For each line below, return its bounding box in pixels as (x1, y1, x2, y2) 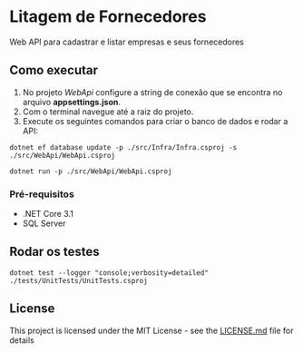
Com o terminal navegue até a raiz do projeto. (22, 106, 194, 117)
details (9, 334, 34, 346)
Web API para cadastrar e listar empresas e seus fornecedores (9, 36, 245, 47)
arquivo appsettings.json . (22, 96, 121, 107)
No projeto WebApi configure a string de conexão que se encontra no (22, 86, 283, 97)
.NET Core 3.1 (22, 209, 74, 220)
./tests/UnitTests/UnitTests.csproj (9, 276, 148, 285)
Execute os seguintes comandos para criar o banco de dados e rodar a (22, 115, 288, 126)
